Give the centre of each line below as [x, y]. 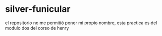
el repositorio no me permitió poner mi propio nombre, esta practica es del [81, 23]
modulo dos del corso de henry [37, 28]
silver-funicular [38, 9]
